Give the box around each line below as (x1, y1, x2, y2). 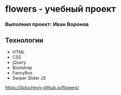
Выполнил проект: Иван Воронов (5, 21, 89, 28)
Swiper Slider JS (12, 75, 46, 81)
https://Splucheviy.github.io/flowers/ (5, 84, 79, 90)
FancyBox (12, 70, 33, 75)
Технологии (5, 36, 43, 45)
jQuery (12, 59, 26, 65)
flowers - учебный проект (5, 3, 116, 15)
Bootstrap (12, 65, 32, 71)
